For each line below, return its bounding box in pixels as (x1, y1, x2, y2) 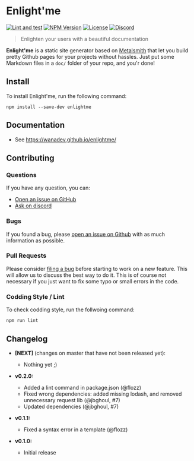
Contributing (6, 153, 55, 163)
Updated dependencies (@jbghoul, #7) (23, 403, 119, 410)
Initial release (23, 449, 56, 456)
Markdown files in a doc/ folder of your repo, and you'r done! (6, 59, 155, 67)
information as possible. (6, 236, 65, 244)
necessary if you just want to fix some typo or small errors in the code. (6, 277, 179, 285)
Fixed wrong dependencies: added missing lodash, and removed (23, 390, 182, 397)
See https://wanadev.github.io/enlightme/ (14, 135, 117, 143)
